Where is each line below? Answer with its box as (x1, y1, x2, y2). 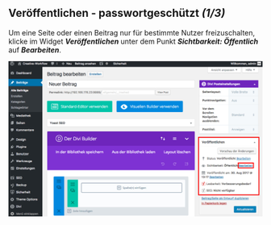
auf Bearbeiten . (8, 44, 62, 55)
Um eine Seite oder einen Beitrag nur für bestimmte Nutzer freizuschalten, (8, 27, 256, 37)
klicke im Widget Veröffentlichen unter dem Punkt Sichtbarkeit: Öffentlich (8, 36, 259, 46)
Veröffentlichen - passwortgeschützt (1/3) (8, 6, 226, 20)
